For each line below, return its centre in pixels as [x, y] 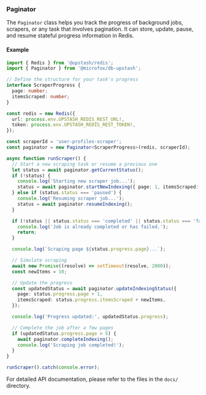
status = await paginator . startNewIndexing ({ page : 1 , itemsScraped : [108, 187]
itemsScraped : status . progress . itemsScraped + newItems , [92, 300]
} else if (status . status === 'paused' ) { [67, 193]
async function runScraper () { [46, 158]
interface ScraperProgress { [44, 85]
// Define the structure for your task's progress [72, 80]
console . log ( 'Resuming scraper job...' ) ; [71, 198]
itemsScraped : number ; [41, 96]
